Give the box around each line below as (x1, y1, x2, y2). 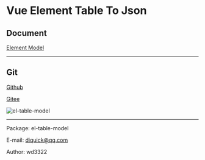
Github (6, 83, 23, 91)
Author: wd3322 (6, 148, 48, 155)
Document (6, 28, 47, 38)
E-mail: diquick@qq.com (6, 136, 68, 144)
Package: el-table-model (6, 124, 69, 131)
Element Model (6, 44, 45, 51)
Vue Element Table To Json (6, 4, 147, 18)
